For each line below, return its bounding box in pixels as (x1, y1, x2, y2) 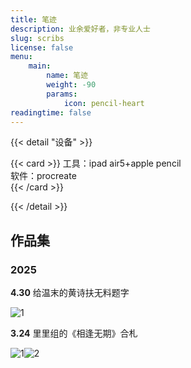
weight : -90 (46, 80, 97, 90)
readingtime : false (10, 107, 92, 118)
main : (28, 61, 52, 71)
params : (46, 89, 78, 99)
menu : (10, 52, 33, 62)
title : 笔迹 (10, 14, 57, 25)
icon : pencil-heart (63, 98, 145, 108)
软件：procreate (10, 170, 77, 182)
